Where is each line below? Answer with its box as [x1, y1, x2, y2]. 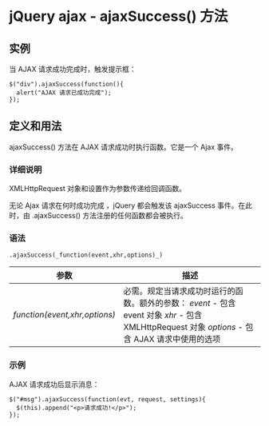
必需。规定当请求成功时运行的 [123, 285, 236, 297]
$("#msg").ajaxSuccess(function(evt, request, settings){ [9, 395, 206, 404]
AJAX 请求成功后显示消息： [9, 379, 100, 388]
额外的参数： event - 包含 [139, 297, 236, 309]
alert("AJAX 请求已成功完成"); [16, 89, 112, 97]
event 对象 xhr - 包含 [123, 309, 203, 320]
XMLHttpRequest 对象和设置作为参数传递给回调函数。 [9, 184, 187, 193]
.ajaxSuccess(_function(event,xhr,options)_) [9, 251, 163, 260]
